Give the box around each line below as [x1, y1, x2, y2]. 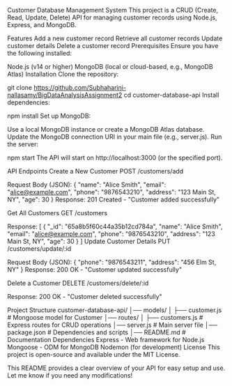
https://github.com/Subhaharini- [33, 84, 127, 91]
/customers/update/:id [7, 245, 72, 253]
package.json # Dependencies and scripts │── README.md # [7, 328, 186, 337]
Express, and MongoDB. [7, 21, 77, 29]
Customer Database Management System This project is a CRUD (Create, [7, 6, 219, 14]
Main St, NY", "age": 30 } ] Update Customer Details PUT [7, 237, 171, 245]
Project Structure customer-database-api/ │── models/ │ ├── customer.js [7, 306, 222, 314]
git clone [7, 84, 33, 91]
